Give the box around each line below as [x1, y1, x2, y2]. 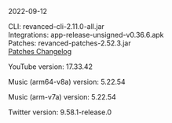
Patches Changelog [8, 47, 72, 56]
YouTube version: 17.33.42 [8, 62, 93, 71]
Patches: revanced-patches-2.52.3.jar [8, 38, 131, 48]
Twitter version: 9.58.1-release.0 [8, 107, 112, 117]
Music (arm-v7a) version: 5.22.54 [8, 92, 116, 101]
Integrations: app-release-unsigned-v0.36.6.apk [8, 31, 164, 39]
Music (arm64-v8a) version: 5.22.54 [8, 78, 126, 86]
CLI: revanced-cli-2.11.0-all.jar [8, 22, 104, 31]
